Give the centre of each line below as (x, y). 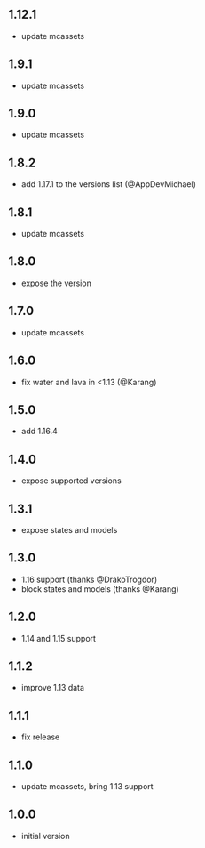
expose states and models (69, 529)
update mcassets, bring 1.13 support (87, 786)
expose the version (56, 283)
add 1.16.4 (39, 432)
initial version (45, 836)
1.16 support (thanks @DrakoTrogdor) (89, 579)
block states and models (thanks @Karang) (100, 589)
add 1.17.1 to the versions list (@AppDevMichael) (108, 184)
